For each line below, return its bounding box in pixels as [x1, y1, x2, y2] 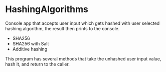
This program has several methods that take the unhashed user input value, [5, 55, 161, 61]
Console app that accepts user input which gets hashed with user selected [5, 20, 160, 26]
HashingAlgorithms [5, 4, 89, 15]
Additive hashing [12, 46, 48, 52]
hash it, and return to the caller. [5, 61, 70, 67]
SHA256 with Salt [12, 40, 49, 46]
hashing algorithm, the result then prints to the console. [5, 25, 120, 31]
